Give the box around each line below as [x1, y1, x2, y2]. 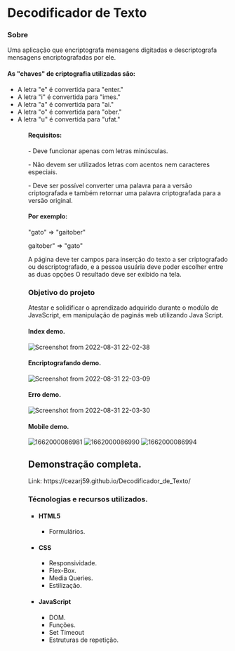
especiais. [27, 167, 58, 176]
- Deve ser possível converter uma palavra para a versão [27, 181, 193, 190]
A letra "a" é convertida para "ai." [17, 100, 114, 108]
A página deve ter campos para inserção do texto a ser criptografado [27, 255, 228, 264]
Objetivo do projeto [27, 288, 95, 298]
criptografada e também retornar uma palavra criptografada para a [27, 188, 221, 197]
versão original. [27, 196, 73, 204]
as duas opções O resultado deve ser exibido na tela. [27, 270, 182, 279]
